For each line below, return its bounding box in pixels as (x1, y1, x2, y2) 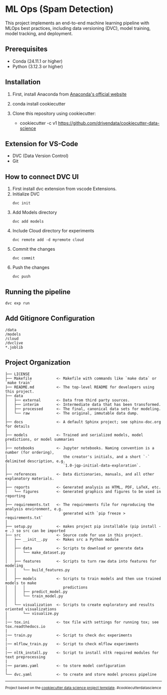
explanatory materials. (5, 476, 55, 481)
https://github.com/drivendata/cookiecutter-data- (58, 120, 160, 126)
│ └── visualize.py (5, 611, 59, 616)
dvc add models (12, 219, 44, 224)
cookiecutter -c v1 (19, 120, 57, 126)
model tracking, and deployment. (5, 30, 73, 36)
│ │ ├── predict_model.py (5, 589, 68, 594)
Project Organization (5, 358, 71, 367)
